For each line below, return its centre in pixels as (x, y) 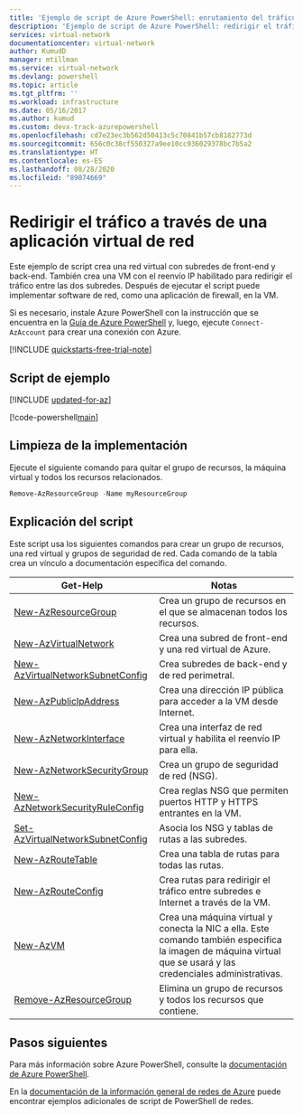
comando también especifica (220, 940)
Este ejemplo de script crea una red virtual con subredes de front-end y (142, 267)
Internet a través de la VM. (215, 902)
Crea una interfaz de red (211, 727)
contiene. (179, 1011)
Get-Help (82, 585)
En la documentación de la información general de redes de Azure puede (145, 1091)
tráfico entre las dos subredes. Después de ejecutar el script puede (135, 286)
